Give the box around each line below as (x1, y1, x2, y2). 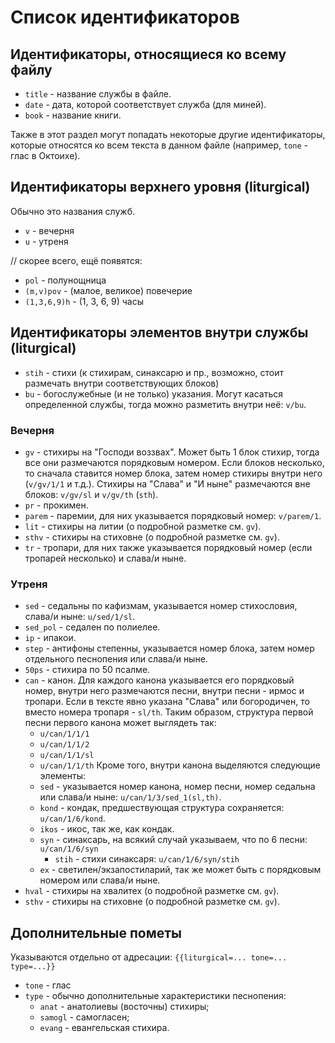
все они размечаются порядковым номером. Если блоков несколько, (24, 456, 325, 468)
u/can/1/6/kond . (39, 812, 106, 825)
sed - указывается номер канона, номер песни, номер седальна (39, 781, 316, 793)
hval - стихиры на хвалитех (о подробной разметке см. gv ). (24, 885, 280, 897)
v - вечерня (24, 224, 75, 236)
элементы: (39, 770, 86, 782)
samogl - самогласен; (39, 1011, 130, 1023)
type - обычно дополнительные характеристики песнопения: (24, 990, 287, 1002)
